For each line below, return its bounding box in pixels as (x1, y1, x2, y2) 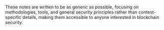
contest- (138, 9, 156, 15)
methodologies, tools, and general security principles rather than (5, 9, 138, 15)
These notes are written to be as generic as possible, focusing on (5, 4, 139, 10)
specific (5, 15, 22, 20)
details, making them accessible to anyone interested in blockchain (22, 15, 160, 20)
